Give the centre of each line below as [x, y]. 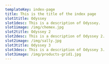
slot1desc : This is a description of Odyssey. [53, 23]
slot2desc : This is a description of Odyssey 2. [55, 37]
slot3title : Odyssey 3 [28, 45]
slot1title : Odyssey [26, 18]
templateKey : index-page [30, 9]
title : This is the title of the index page [51, 14]
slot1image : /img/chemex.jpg [34, 27]
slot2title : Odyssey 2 [28, 32]
